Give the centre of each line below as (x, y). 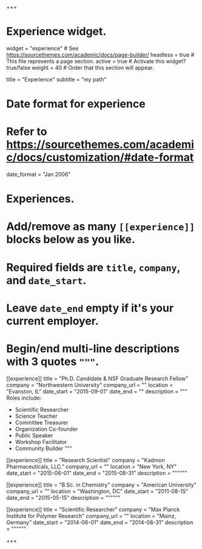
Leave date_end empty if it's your (90, 308)
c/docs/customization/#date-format (100, 158)
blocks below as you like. (71, 240)
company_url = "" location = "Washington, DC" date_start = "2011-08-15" (97, 491)
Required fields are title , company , (93, 267)
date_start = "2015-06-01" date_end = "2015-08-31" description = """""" (97, 473)
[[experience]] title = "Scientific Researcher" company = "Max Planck (93, 509)
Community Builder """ (44, 448)
